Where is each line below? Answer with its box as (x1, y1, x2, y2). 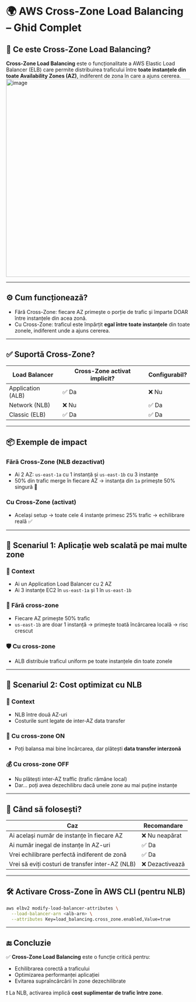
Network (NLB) (9, 401, 51, 409)
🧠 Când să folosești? (6, 804, 82, 814)
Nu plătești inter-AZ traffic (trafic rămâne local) (14, 775, 127, 782)
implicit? (90, 374, 115, 382)
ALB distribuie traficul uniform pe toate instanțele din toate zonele (14, 657, 173, 665)
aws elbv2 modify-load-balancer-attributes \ (6, 905, 118, 911)
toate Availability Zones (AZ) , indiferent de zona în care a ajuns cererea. (6, 73, 181, 79)
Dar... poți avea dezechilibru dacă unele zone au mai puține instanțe (14, 782, 178, 789)
